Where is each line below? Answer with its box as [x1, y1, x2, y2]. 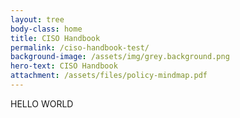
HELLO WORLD [10, 97, 74, 110]
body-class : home [10, 24, 83, 34]
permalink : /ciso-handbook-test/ [10, 42, 150, 53]
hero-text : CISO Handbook [10, 61, 118, 71]
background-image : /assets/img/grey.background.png [10, 52, 230, 62]
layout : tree [10, 14, 65, 25]
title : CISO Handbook [10, 33, 101, 43]
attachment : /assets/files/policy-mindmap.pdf [10, 71, 208, 81]
